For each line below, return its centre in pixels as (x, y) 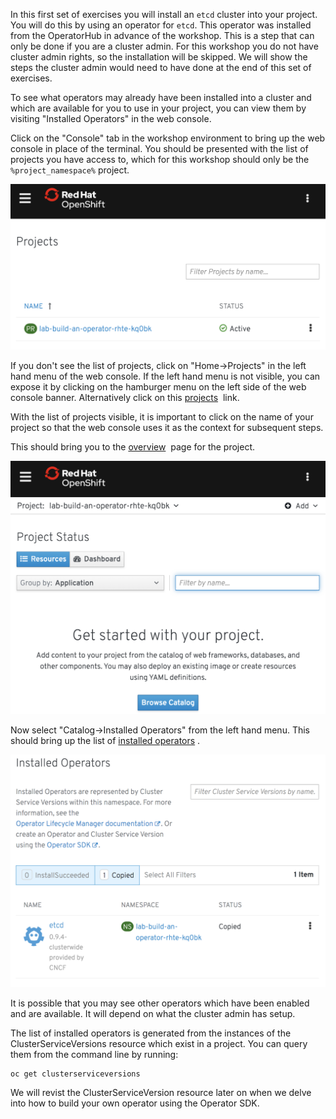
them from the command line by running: (94, 1054)
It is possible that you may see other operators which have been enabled (160, 1003)
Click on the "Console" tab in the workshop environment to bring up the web (168, 138)
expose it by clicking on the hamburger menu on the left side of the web (158, 386)
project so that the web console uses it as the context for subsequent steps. (167, 427)
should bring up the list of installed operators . (105, 740)
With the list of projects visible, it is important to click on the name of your (162, 416)
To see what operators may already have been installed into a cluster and (161, 97)
